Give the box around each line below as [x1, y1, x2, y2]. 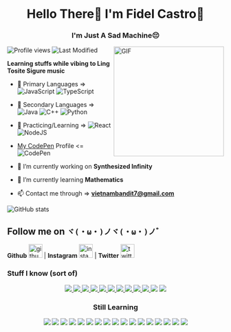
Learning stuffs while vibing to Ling [7, 60, 110, 68]
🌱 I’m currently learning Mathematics [16, 176, 124, 184]
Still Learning [92, 302, 139, 311]
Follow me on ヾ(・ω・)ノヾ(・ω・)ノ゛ [7, 226, 164, 237]
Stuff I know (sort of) [7, 269, 78, 278]
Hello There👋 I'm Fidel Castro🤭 [26, 6, 205, 22]
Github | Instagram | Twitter [7, 252, 119, 260]
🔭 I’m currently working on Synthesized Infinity [16, 163, 153, 171]
